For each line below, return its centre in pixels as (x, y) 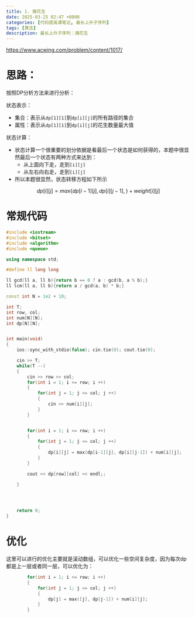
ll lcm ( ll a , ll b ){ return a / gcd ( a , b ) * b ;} (65, 286)
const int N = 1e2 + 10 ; (36, 296)
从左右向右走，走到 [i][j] (54, 172)
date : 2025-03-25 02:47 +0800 (43, 17)
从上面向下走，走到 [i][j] (54, 165)
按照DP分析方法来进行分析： (40, 93)
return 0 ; (29, 511)
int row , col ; (23, 312)
